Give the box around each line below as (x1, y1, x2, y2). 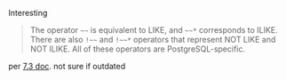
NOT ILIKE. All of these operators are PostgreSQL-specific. (29, 44, 246, 54)
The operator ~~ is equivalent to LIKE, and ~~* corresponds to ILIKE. (29, 25, 278, 35)
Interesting (8, 8, 48, 18)
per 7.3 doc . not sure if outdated (8, 61, 126, 71)
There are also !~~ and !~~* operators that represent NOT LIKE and (29, 35, 276, 44)
